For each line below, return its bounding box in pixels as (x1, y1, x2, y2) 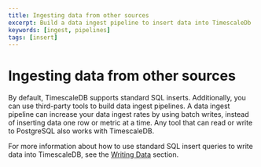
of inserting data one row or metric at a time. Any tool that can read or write (8, 118, 253, 128)
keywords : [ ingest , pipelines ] (8, 26, 111, 34)
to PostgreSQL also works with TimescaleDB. (8, 126, 155, 136)
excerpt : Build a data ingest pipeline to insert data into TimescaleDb (8, 19, 252, 27)
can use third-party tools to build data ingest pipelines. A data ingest (8, 101, 230, 111)
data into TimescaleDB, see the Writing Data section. (8, 150, 179, 159)
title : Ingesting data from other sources (8, 11, 149, 20)
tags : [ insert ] (8, 33, 58, 42)
